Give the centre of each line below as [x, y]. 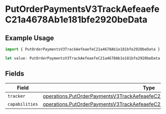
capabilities [23, 104]
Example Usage [30, 38]
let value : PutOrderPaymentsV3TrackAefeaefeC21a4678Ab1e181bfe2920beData [83, 58]
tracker [17, 96]
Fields [15, 74]
